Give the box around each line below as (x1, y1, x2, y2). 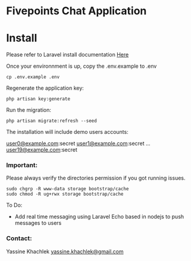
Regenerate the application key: (6, 84, 84, 92)
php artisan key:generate (6, 96, 70, 102)
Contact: (6, 234, 32, 243)
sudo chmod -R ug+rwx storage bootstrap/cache (6, 191, 124, 197)
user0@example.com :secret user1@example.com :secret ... (6, 140, 151, 147)
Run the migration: (6, 106, 52, 114)
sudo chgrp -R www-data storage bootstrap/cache (6, 186, 129, 192)
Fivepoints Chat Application (6, 4, 147, 18)
